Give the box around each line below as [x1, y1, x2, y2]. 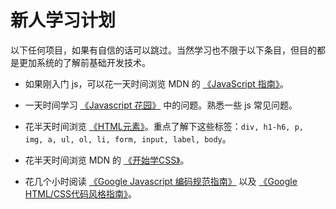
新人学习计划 [10, 9, 117, 32]
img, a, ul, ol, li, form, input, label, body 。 [24, 132, 232, 145]
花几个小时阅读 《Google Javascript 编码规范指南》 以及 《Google [24, 175, 298, 187]
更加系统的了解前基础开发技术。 [18, 56, 151, 68]
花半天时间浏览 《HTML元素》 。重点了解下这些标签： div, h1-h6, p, [24, 120, 304, 132]
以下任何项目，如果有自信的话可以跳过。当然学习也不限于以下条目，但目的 [10, 44, 317, 56]
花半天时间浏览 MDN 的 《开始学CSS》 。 [24, 154, 190, 166]
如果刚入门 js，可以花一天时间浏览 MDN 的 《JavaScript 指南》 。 [24, 77, 289, 90]
